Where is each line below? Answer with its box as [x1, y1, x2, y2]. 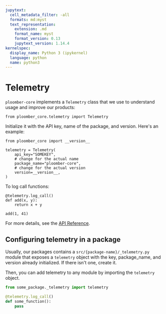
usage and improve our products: [5, 104, 76, 111]
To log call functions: [5, 183, 50, 190]
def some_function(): [5, 299, 52, 304]
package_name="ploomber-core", [14, 161, 81, 166]
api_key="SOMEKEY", [14, 152, 56, 157]
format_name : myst [14, 31, 54, 36]
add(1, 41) [5, 211, 29, 217]
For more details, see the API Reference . [5, 220, 90, 226]
